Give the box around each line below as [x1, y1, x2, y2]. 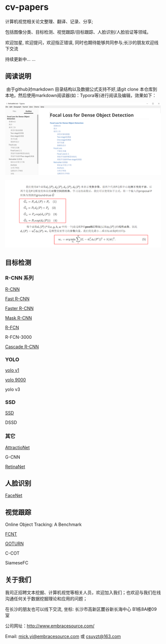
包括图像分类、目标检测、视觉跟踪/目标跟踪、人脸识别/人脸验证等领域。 [5, 29, 152, 35]
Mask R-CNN [5, 315, 32, 321]
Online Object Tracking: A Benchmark [5, 521, 82, 528]
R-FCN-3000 [5, 334, 32, 340]
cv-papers [5, 1, 49, 13]
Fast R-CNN [5, 296, 30, 302]
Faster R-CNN [5, 305, 34, 311]
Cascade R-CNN [5, 343, 39, 350]
